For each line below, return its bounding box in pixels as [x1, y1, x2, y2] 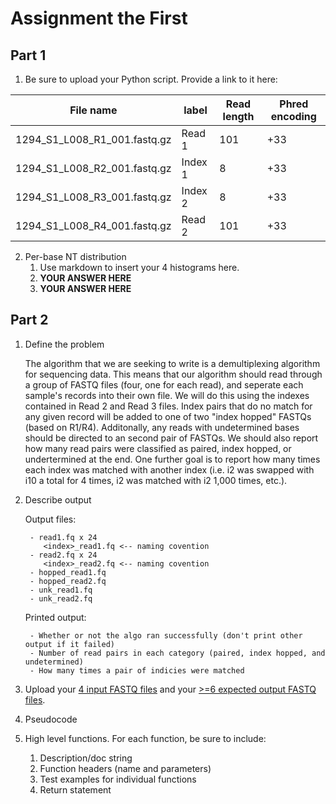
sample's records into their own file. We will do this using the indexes [24, 389, 310, 401]
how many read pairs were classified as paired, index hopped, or [24, 442, 292, 454]
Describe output [24, 493, 92, 506]
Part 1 [10, 47, 47, 64]
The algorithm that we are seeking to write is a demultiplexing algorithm [24, 357, 321, 369]
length [222, 110, 255, 123]
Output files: [24, 513, 77, 525]
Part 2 [10, 312, 49, 329]
